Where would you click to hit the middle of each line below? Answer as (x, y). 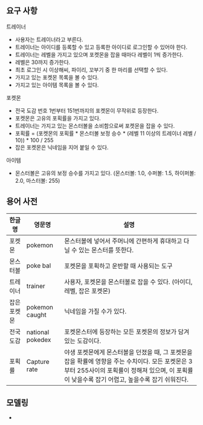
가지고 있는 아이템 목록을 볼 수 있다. (57, 85)
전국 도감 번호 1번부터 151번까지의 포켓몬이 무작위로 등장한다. (87, 110)
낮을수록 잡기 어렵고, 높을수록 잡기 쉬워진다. (130, 379)
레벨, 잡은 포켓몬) (87, 291)
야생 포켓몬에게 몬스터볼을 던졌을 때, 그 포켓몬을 (128, 352)
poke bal (39, 265)
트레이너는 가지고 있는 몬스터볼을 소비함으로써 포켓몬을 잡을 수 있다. (95, 125)
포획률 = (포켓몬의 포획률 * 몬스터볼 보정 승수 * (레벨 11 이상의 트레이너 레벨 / (105, 133)
